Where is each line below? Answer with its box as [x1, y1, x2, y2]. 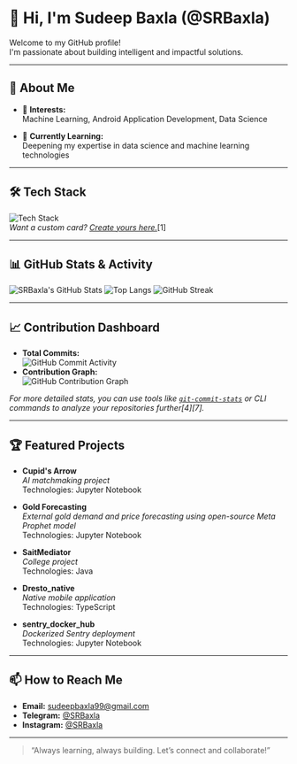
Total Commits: [21, 348, 80, 359]
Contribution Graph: [21, 367, 98, 377]
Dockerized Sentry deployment [21, 629, 135, 638]
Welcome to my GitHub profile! [9, 37, 121, 48]
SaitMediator [21, 547, 72, 557]
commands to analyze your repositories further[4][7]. [9, 403, 205, 413]
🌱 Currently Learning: [21, 130, 104, 141]
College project [21, 557, 78, 567]
